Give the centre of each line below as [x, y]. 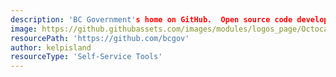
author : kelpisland [51, 47]
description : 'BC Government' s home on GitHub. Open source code [151, 19]
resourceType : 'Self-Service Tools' [86, 57]
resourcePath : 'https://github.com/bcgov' [100, 38]
